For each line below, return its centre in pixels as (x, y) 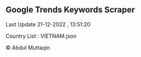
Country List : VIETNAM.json (41, 36)
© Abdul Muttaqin (28, 47)
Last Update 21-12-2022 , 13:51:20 (48, 24)
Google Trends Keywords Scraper (70, 10)
